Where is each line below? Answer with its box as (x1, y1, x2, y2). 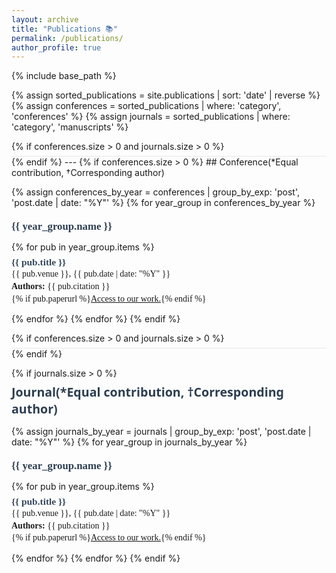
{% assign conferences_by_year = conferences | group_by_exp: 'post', (11, 186, 301, 198)
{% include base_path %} (11, 70, 117, 82)
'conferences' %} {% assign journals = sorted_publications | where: (11, 111, 291, 123)
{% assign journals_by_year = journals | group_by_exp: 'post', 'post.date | (11, 426, 312, 438)
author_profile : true (11, 42, 102, 53)
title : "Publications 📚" (11, 24, 119, 34)
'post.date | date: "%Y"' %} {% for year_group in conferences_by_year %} (11, 197, 316, 209)
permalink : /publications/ (11, 33, 124, 43)
